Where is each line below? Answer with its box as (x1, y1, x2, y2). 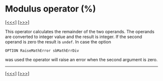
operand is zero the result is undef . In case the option (5, 39, 112, 44)
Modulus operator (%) (5, 3, 96, 14)
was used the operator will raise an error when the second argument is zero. (5, 56, 158, 62)
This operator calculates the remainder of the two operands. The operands (5, 28, 155, 34)
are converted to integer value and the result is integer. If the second (5, 34, 142, 40)
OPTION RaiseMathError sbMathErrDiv (5, 48, 79, 53)
